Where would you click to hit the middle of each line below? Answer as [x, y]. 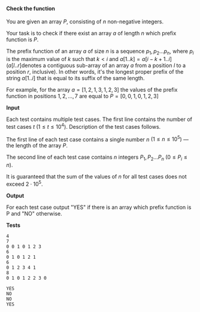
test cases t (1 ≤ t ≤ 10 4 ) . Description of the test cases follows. [84, 126]
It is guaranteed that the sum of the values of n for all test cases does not [96, 177]
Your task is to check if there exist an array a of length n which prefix [91, 34]
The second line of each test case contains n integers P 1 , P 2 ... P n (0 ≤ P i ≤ [97, 158]
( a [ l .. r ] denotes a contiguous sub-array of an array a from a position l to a [96, 65]
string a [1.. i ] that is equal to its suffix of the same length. [75, 78]
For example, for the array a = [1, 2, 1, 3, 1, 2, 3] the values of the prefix [92, 90]
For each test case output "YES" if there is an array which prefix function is [99, 207]
